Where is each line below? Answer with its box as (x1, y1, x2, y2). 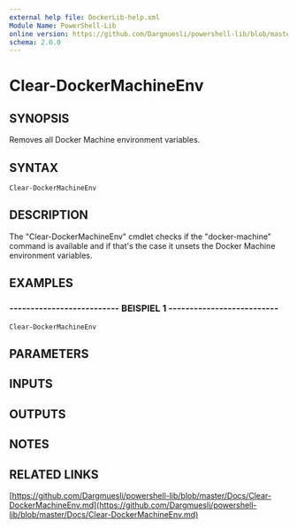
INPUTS (9, 377, 53, 392)
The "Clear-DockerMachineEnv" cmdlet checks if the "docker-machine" (9, 231, 272, 242)
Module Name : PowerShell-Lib (9, 21, 117, 30)
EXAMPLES (9, 276, 73, 291)
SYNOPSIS (9, 111, 70, 126)
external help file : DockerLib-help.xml (9, 12, 161, 22)
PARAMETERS (9, 346, 89, 361)
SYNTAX (9, 160, 59, 175)
